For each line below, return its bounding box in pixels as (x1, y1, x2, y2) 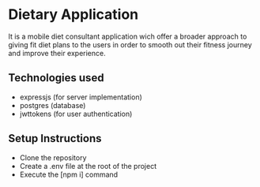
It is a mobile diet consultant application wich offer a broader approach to (8, 32, 247, 41)
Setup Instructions (8, 132, 102, 145)
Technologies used (8, 71, 104, 84)
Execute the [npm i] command (19, 170, 119, 179)
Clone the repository (19, 152, 87, 163)
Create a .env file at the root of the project (19, 161, 156, 170)
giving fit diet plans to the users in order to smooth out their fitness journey (8, 39, 253, 49)
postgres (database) (19, 100, 86, 110)
